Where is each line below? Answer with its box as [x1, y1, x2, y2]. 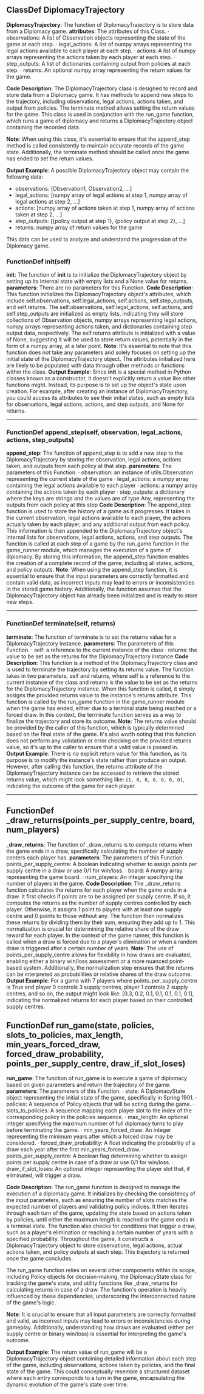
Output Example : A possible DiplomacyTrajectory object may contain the [6, 166, 189, 174]
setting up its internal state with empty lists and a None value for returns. [6, 277, 188, 285]
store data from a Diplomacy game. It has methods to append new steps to [6, 91, 193, 98]
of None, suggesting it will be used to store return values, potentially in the [6, 336, 193, 343]
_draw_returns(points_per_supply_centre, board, [6, 815, 195, 825]
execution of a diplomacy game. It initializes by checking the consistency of [6, 1190, 195, 1197]
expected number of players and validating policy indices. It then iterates [6, 1203, 189, 1211]
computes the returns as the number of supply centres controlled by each [6, 899, 191, 906]
